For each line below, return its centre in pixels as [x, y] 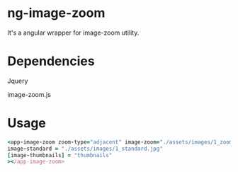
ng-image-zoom [56, 13]
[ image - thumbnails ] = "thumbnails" [60, 155]
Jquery [18, 81]
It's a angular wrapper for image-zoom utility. [73, 33]
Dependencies [51, 61]
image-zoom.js [29, 94]
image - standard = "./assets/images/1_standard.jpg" [85, 149]
